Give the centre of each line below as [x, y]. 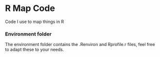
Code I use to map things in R [35, 22]
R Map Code [30, 8]
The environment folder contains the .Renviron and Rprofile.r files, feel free [80, 45]
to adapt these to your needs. [35, 50]
